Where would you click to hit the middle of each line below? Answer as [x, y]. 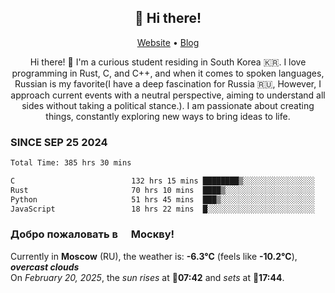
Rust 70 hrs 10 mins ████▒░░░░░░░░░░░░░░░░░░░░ [162, 190]
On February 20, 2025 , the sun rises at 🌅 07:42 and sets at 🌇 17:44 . [147, 277]
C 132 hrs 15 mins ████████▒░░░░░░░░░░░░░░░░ [162, 181]
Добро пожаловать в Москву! [92, 234]
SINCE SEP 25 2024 [59, 142]
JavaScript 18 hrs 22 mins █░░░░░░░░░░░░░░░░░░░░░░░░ [162, 209]
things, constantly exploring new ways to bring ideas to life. [168, 116]
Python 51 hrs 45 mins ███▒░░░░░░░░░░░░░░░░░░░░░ [162, 199]
